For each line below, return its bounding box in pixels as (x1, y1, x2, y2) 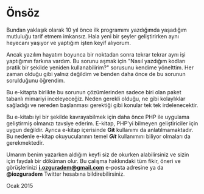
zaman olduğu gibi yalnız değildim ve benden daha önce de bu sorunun (6, 70, 186, 77)
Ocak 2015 (6, 182, 33, 189)
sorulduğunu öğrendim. (6, 77, 65, 84)
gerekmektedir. (6, 139, 44, 146)
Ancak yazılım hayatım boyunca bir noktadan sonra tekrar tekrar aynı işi (6, 50, 186, 58)
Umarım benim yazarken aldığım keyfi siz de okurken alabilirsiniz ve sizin (6, 151, 189, 158)
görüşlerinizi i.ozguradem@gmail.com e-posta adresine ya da (6, 164, 164, 171)
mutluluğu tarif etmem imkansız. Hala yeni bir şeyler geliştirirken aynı (6, 32, 180, 40)
